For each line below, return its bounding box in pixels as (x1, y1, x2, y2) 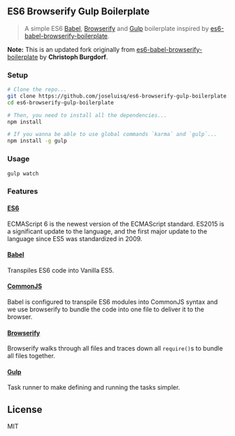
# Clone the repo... (7, 86, 68, 93)
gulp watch (7, 170, 39, 177)
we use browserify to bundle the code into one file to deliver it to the (7, 305, 204, 313)
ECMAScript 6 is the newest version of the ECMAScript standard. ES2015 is (7, 219, 225, 228)
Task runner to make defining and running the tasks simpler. (7, 383, 180, 392)
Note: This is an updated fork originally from (7, 45, 135, 53)
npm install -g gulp (7, 137, 68, 144)
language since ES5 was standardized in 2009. (7, 234, 143, 243)
